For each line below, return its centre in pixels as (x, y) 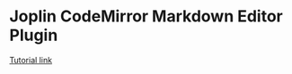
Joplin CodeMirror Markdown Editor (146, 16)
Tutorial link (31, 60)
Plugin (34, 35)
